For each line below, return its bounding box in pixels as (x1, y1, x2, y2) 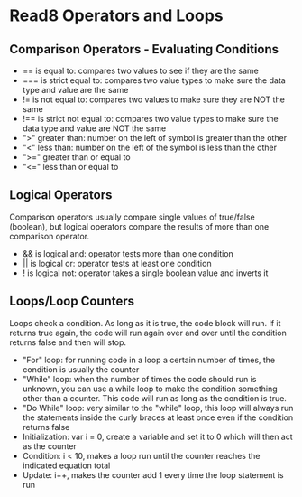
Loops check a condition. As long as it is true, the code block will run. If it (9, 317, 281, 328)
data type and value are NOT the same (22, 123, 167, 134)
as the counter (22, 440, 77, 452)
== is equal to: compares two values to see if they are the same (22, 65, 260, 76)
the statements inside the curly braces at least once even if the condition (22, 412, 294, 423)
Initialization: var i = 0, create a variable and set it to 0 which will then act (22, 431, 293, 442)
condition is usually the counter (22, 363, 140, 375)
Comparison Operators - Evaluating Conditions (9, 42, 279, 57)
